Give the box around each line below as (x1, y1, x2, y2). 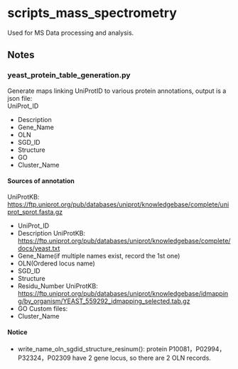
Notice (7, 328, 28, 336)
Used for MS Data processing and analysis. (7, 28, 134, 37)
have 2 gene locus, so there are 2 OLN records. (72, 353, 212, 363)
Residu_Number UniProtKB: (17, 282, 98, 290)
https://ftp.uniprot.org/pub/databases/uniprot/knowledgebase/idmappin (17, 289, 229, 297)
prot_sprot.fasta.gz (7, 207, 63, 216)
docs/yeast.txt (17, 243, 60, 253)
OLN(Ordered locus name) (17, 259, 96, 268)
